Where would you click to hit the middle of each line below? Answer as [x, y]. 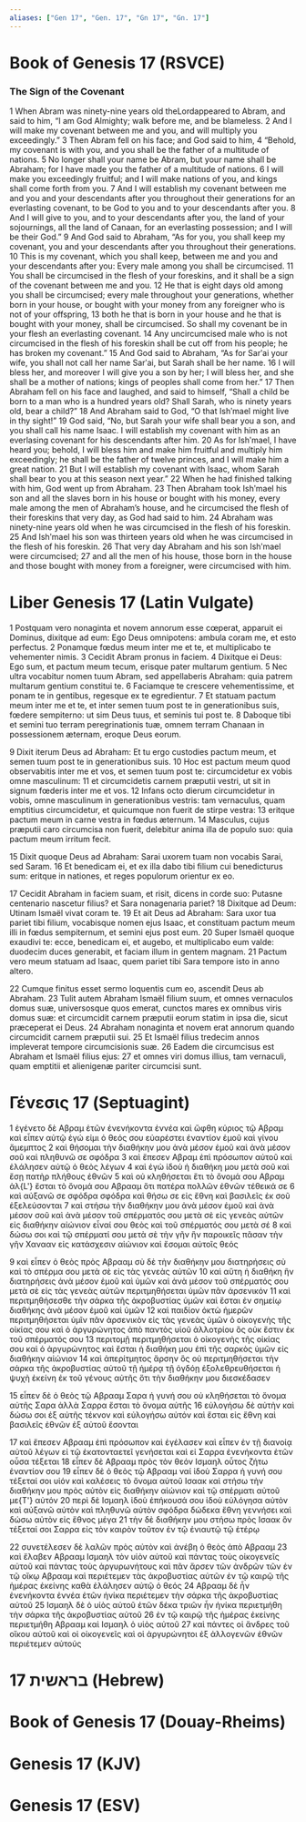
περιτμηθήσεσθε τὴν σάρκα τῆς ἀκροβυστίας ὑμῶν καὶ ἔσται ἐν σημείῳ [146, 1300]
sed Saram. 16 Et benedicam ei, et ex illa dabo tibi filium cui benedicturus [147, 867]
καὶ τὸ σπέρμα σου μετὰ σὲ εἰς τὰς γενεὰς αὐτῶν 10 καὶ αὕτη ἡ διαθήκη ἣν [152, 1271]
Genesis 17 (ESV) [75, 1805]
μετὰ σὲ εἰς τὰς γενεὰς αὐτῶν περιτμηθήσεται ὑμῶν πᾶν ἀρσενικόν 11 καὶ [150, 1290]
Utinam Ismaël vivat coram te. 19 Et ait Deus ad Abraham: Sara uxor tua [143, 913]
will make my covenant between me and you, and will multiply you [133, 131]
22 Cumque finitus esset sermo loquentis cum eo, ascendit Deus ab [137, 989]
